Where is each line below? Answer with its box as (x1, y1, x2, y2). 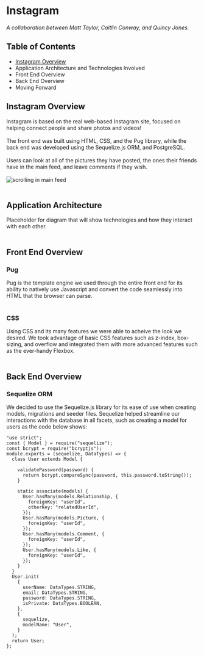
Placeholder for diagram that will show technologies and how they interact (6, 216, 193, 223)
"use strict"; (6, 435, 43, 441)
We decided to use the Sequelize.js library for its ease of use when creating (6, 403, 196, 411)
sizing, (6, 341, 23, 348)
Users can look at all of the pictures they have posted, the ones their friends (6, 156, 197, 164)
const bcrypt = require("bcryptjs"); (6, 446, 102, 452)
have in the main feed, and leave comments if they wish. (6, 163, 147, 170)
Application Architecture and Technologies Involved (15, 64, 145, 71)
